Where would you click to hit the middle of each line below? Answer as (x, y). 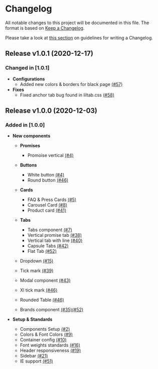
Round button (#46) (48, 180)
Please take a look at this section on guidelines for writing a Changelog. (79, 38)
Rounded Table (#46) (42, 300)
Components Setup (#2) (45, 329)
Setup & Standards (32, 319)
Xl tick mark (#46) (39, 290)
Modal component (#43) (45, 281)
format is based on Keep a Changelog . (45, 28)
